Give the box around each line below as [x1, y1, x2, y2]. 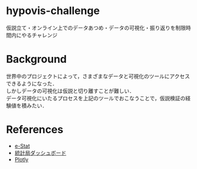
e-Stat [14, 142, 30, 149]
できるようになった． [6, 80, 57, 87]
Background [6, 53, 67, 66]
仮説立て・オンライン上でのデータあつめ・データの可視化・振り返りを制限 [6, 24, 186, 31]
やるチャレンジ [21, 31, 57, 39]
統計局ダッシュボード [14, 149, 66, 156]
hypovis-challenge [6, 4, 100, 18]
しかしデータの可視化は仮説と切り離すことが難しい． [6, 87, 135, 94]
